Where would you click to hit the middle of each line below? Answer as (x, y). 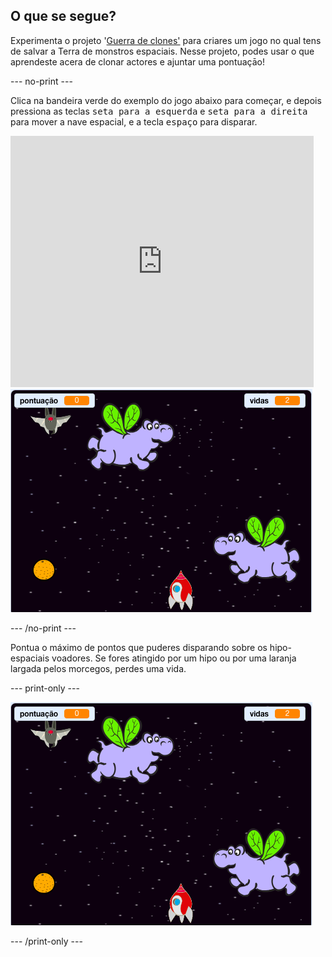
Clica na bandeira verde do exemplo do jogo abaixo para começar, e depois (166, 100)
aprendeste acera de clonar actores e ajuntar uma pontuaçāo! (138, 61)
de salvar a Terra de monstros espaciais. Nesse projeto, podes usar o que (162, 51)
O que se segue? (63, 16)
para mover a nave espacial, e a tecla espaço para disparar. (134, 121)
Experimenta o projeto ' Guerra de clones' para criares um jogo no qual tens (166, 40)
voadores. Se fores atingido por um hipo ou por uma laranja (174, 658)
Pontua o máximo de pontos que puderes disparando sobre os (139, 647)
